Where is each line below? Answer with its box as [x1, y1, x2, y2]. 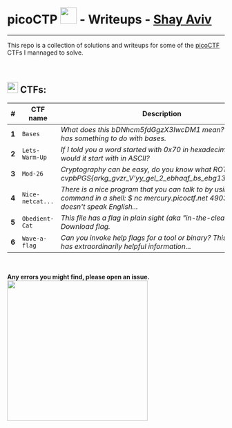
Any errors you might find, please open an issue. [7, 272, 150, 281]
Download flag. [61, 221, 110, 231]
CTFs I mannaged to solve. [7, 48, 84, 57]
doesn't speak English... [61, 201, 138, 211]
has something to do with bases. [61, 133, 167, 143]
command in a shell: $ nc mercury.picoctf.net [61, 193, 209, 203]
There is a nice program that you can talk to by [61, 184, 213, 194]
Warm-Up [21, 153, 47, 161]
